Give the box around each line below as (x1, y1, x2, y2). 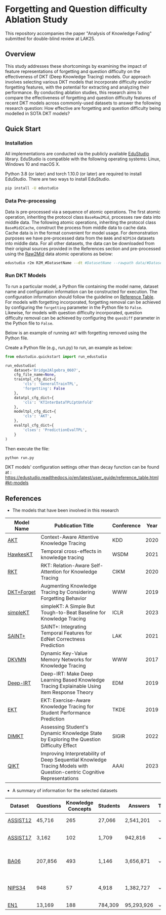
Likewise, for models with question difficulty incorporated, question (5, 309, 142, 315)
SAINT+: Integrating (41, 624, 86, 630)
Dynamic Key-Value (41, 650, 87, 657)
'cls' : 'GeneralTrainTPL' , (23, 382, 79, 386)
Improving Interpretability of (41, 750, 106, 757)
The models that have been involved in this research (12, 507, 119, 513)
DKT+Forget (7, 589, 36, 596)
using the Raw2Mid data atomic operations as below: (5, 251, 113, 257)
